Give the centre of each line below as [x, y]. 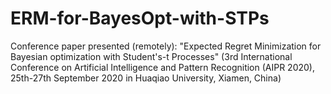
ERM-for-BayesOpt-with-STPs [140, 18]
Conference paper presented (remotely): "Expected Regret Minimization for [166, 46]
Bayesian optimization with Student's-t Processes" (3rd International [151, 56]
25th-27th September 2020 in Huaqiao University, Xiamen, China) [146, 78]
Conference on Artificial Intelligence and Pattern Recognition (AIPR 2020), [162, 67]
